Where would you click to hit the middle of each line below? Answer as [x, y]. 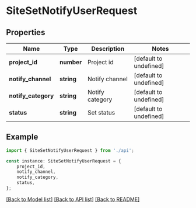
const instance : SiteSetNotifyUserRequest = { [64, 161]
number [71, 62]
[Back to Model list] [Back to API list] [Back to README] [73, 199]
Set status [101, 112]
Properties [26, 32]
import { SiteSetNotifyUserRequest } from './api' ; [70, 150]
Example [22, 137]
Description [108, 49]
